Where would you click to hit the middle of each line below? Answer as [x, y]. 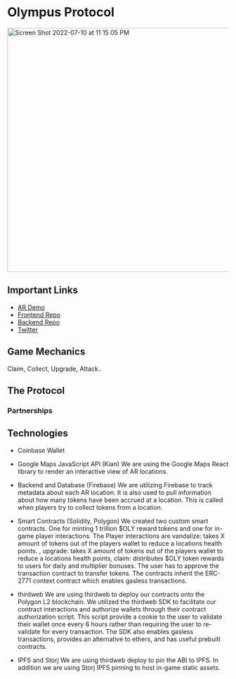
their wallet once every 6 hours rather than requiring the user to [110, 624]
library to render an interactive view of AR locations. [93, 471]
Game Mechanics [46, 352]
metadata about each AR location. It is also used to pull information [114, 492]
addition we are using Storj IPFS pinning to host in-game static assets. [119, 667]
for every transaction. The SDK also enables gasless [118, 631]
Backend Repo [39, 322]
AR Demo [31, 307]
